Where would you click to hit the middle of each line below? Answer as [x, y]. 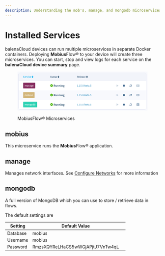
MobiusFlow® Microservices [46, 118]
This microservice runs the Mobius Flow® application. [59, 146]
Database [17, 233]
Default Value [75, 226]
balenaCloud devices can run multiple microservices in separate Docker [78, 49]
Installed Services [42, 35]
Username [18, 240]
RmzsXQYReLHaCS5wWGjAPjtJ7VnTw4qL [76, 247]
